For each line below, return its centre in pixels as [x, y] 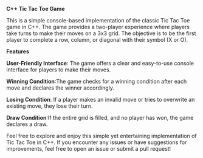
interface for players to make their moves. [59, 70]
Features [18, 51]
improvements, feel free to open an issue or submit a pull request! [89, 149]
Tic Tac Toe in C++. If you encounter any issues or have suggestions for [97, 142]
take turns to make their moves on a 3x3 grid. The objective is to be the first [101, 33]
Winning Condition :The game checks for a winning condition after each [97, 81]
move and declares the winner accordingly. [60, 88]
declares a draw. [27, 124]
